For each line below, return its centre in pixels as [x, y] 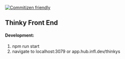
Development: [20, 35]
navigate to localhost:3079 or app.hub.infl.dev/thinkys [66, 51]
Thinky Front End [32, 23]
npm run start [26, 46]
